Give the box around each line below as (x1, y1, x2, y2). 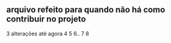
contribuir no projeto (6, 14, 86, 24)
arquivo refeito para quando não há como (6, 5, 166, 15)
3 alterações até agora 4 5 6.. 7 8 (6, 30, 89, 37)
